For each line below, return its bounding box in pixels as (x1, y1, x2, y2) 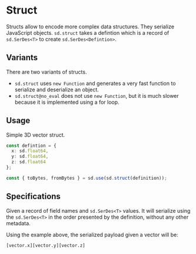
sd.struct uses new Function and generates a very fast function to (14, 80, 176, 87)
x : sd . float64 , (11, 148, 49, 154)
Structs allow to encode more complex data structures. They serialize (6, 23, 175, 30)
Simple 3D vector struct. (6, 131, 65, 138)
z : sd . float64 (11, 159, 46, 165)
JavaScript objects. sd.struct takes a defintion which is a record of (6, 29, 170, 36)
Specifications (6, 192, 61, 202)
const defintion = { (6, 143, 57, 149)
